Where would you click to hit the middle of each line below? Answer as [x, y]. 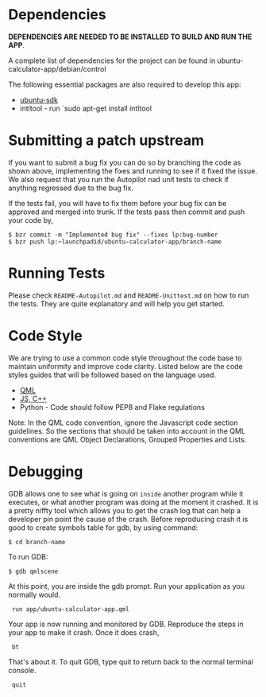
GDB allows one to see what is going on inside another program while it [126, 493]
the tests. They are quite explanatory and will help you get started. [116, 303]
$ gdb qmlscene [33, 571]
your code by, [31, 220]
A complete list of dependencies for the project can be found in [112, 60]
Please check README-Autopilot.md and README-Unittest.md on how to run [129, 295]
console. [23, 670]
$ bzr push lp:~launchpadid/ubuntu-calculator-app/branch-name [115, 241]
